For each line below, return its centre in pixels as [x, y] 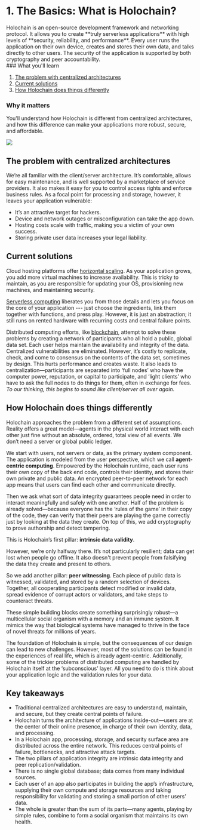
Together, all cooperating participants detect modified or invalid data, [91, 588]
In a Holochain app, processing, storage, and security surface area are [102, 739]
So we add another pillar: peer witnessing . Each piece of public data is [93, 575]
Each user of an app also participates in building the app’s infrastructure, [104, 784]
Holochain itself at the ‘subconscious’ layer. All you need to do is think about [100, 668]
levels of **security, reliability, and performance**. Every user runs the [93, 40]
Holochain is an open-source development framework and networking [93, 27]
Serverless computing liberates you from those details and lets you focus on [100, 301]
